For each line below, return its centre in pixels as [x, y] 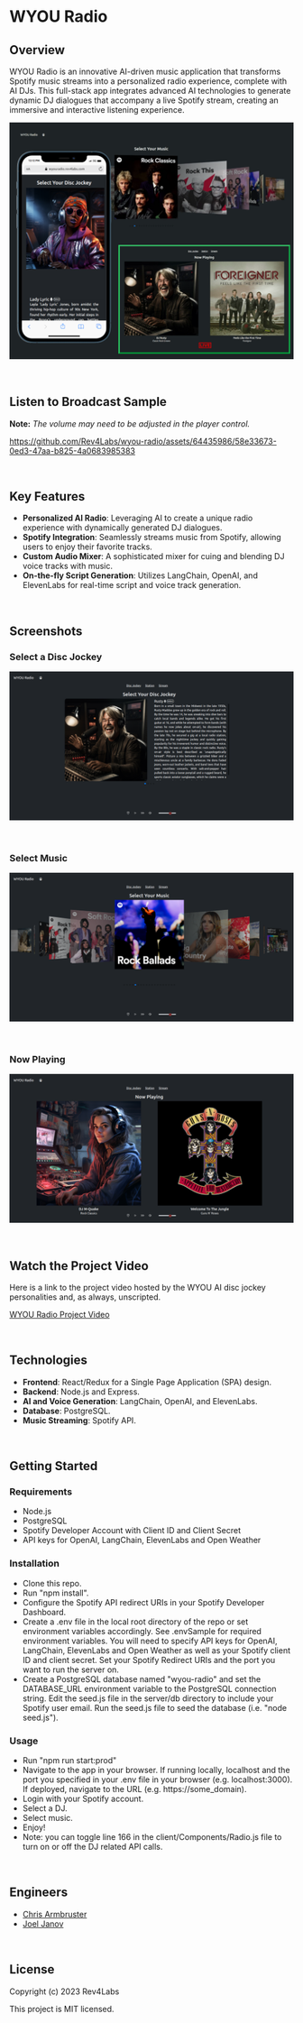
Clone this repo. [52, 1583]
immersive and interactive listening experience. [97, 110]
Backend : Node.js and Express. [81, 1392]
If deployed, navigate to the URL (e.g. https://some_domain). [134, 1789]
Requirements [41, 1492]
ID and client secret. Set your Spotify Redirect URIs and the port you [149, 1660]
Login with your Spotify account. [83, 1799]
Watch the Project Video [79, 1266]
